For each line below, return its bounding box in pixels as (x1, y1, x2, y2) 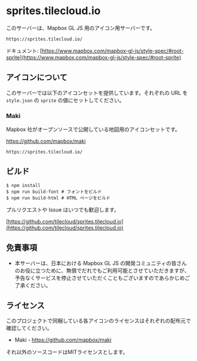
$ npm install (6, 182, 41, 188)
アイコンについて (6, 73, 68, 83)
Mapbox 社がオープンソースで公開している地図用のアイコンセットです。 (6, 126, 181, 133)
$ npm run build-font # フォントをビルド (6, 189, 102, 195)
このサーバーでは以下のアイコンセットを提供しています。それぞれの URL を (6, 89, 188, 96)
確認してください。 (6, 324, 53, 332)
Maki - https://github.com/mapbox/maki (14, 336, 112, 343)
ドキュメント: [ (6, 47, 42, 54)
